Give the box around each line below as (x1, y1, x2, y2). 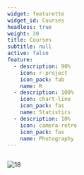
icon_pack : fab (20, 76, 65, 83)
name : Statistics (20, 109, 71, 116)
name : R (20, 83, 42, 90)
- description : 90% (13, 63, 71, 70)
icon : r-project (20, 69, 68, 76)
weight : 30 (7, 30, 40, 37)
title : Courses (7, 37, 52, 44)
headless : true (7, 23, 52, 30)
